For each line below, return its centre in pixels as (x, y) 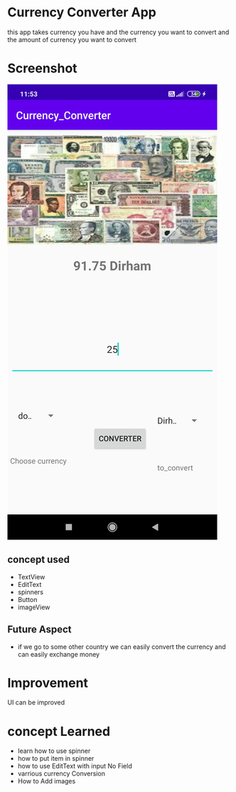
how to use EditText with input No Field (75, 766)
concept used (38, 560)
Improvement (48, 683)
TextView (31, 576)
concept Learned (59, 731)
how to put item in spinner (56, 759)
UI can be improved (36, 702)
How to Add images (47, 781)
